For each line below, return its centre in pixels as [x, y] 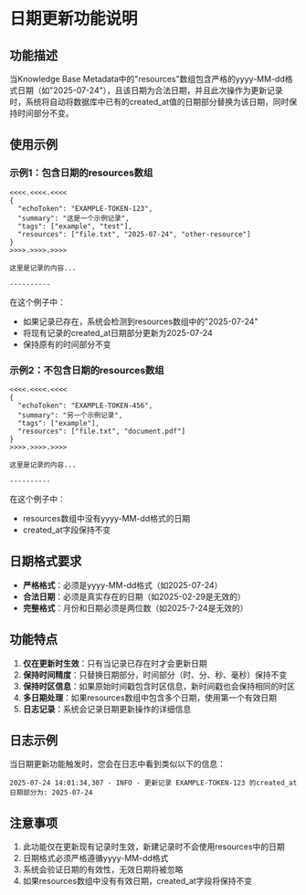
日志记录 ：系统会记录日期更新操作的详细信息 [107, 709]
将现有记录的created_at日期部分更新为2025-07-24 [117, 332]
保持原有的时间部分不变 [67, 344]
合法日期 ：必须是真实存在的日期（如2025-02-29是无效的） [134, 596]
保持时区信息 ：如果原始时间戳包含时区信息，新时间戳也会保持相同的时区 [158, 686]
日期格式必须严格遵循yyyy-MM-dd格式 [95, 858]
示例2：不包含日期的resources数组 [87, 370]
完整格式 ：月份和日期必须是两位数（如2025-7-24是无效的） [135, 607]
